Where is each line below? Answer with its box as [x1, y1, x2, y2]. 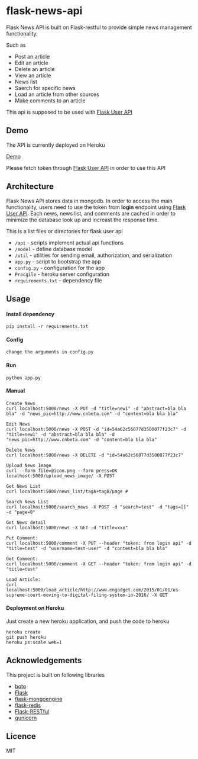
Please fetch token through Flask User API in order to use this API [6, 164, 166, 171]
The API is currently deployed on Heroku [6, 141, 105, 149]
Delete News [6, 447, 35, 453]
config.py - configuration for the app [14, 264, 105, 271]
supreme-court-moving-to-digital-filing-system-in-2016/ [6, 592, 150, 598]
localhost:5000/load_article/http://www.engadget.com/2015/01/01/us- [6, 587, 181, 593]
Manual [6, 387, 25, 394]
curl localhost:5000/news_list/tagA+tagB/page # [6, 488, 128, 494]
